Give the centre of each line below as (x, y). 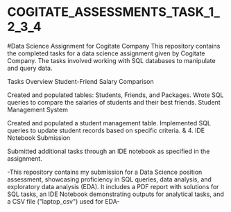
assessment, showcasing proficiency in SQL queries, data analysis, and (109, 179)
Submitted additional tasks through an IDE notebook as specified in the (109, 151)
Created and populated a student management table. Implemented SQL (109, 123)
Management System (37, 109)
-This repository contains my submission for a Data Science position (105, 172)
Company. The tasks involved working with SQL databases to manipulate (112, 60)
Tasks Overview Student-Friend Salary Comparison (80, 81)
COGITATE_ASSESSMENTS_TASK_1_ (114, 12)
